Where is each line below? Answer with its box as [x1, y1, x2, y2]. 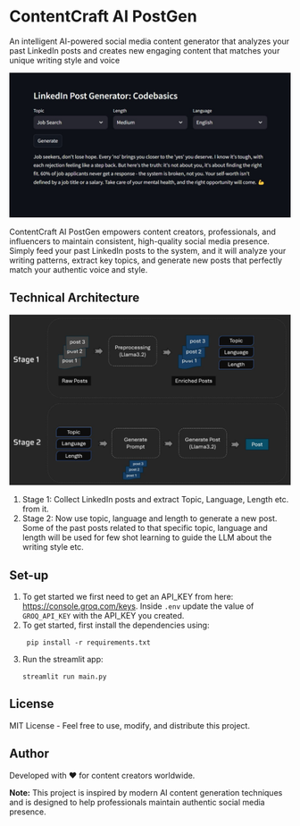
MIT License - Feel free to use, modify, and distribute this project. [9, 720, 250, 730]
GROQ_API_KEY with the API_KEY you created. [21, 611, 185, 621]
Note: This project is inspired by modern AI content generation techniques [9, 787, 283, 797]
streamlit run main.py [21, 672, 107, 681]
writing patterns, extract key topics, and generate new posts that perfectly [9, 255, 283, 265]
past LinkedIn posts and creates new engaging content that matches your [9, 45, 280, 55]
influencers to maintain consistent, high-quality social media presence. [9, 235, 271, 247]
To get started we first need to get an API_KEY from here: [21, 592, 234, 603]
